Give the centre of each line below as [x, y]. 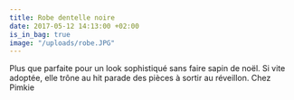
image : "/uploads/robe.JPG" [62, 43]
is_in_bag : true [40, 34]
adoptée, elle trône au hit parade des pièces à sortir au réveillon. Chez [140, 78]
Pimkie [22, 87]
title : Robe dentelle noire [62, 18]
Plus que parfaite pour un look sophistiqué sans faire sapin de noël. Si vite [147, 68]
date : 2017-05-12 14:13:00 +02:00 [75, 26]
